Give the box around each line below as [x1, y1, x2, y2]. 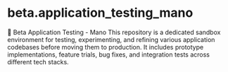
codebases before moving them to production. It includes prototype [7, 43, 204, 51]
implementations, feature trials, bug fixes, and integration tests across [7, 50, 210, 59]
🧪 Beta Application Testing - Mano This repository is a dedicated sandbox [7, 28, 221, 36]
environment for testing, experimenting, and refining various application [7, 35, 215, 43]
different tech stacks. [7, 57, 69, 66]
